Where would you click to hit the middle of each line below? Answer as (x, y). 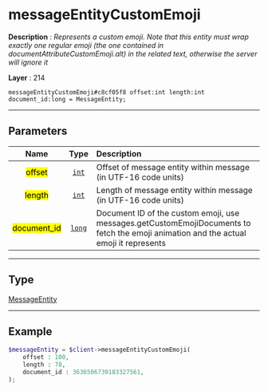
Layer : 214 (27, 77)
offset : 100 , (46, 357)
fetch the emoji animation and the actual (171, 233)
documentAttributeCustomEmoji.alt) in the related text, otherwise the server (133, 53)
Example (30, 332)
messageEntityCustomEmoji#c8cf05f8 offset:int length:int (106, 92)
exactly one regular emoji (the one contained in (86, 45)
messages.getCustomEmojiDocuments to (173, 223)
